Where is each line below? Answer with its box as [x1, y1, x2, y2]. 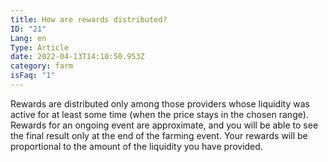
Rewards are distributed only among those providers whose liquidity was [10, 97, 310, 110]
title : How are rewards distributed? [10, 14, 168, 25]
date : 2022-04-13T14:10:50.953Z [10, 52, 145, 62]
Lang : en [10, 33, 47, 43]
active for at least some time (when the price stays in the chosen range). [10, 108, 309, 120]
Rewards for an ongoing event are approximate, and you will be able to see [10, 119, 319, 131]
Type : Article [10, 42, 70, 53]
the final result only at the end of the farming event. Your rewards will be [10, 129, 308, 141]
